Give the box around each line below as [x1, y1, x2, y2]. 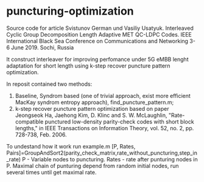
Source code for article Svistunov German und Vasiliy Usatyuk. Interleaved [6, 24, 194, 32]
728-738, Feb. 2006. [15, 131, 67, 138]
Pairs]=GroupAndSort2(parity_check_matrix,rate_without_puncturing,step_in [6, 149, 198, 156]
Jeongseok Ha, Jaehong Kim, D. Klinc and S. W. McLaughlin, [15, 111, 167, 119]
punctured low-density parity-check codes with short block [44, 117, 194, 125]
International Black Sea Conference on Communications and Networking [6, 37, 189, 44]
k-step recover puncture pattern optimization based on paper [15, 105, 169, 112]
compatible [15, 117, 44, 125]
